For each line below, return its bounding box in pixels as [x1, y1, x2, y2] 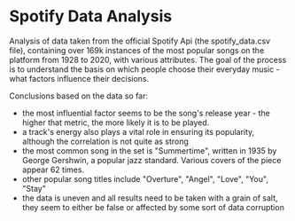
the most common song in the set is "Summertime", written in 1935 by [21, 145, 277, 156]
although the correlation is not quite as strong [21, 136, 189, 146]
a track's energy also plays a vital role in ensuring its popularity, [21, 126, 255, 137]
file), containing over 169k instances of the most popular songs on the [9, 44, 265, 55]
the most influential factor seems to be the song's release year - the [21, 107, 270, 118]
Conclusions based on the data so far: [9, 91, 149, 101]
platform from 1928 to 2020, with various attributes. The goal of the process [9, 54, 287, 65]
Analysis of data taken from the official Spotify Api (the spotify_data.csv [9, 36, 271, 46]
